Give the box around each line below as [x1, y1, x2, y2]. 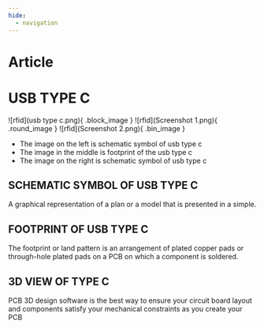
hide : [8, 11, 26, 20]
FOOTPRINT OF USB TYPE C [8, 222, 149, 236]
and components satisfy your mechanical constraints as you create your [8, 304, 243, 314]
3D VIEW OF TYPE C [8, 274, 110, 288]
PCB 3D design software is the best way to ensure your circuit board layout [8, 296, 252, 305]
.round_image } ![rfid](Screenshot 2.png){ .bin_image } [8, 123, 186, 133]
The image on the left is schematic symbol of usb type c [19, 139, 203, 149]
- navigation [15, 19, 58, 27]
